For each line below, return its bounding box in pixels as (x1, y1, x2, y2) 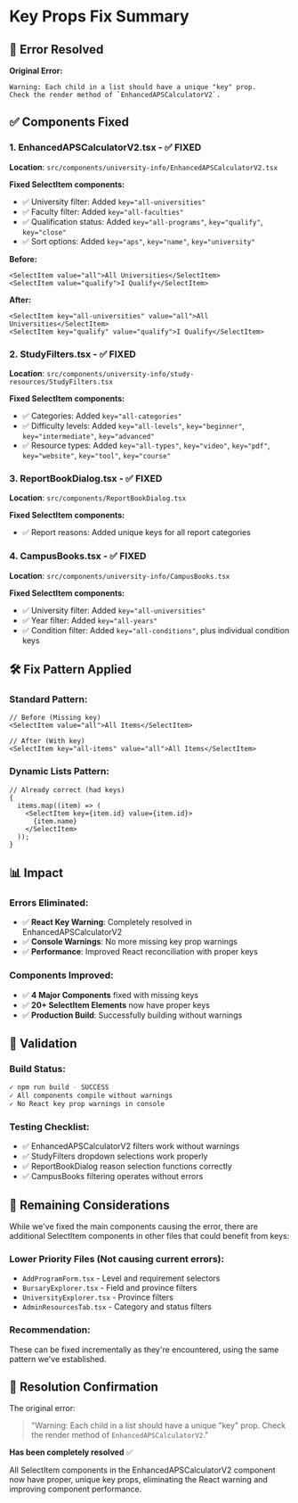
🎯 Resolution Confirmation (9, 1379, 158, 1394)
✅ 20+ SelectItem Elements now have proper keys (21, 999, 211, 1010)
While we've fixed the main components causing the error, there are (9, 1220, 258, 1232)
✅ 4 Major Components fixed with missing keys (21, 989, 199, 1000)
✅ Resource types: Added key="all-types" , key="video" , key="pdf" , (21, 440, 270, 450)
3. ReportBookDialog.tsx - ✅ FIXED (9, 472, 163, 484)
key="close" (21, 227, 67, 237)
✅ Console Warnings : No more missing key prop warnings (21, 937, 238, 947)
